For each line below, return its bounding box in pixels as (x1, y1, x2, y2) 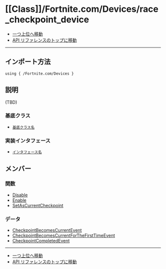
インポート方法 (5, 58, 51, 66)
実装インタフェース (5, 137, 51, 144)
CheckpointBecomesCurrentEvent (12, 227, 82, 233)
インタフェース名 (12, 150, 42, 155)
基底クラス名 (12, 125, 35, 130)
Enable (12, 197, 27, 203)
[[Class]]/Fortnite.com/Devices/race (5, 3, 159, 15)
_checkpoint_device (5, 14, 89, 25)
